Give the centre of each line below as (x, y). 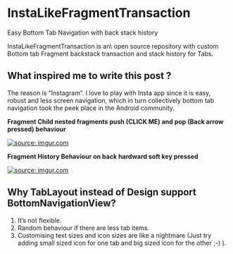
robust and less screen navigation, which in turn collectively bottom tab (111, 100)
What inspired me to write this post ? (89, 76)
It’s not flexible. (39, 220)
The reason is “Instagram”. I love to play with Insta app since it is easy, (109, 92)
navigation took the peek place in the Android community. (91, 108)
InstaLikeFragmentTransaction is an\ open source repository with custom (113, 46)
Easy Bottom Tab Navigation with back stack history (83, 32)
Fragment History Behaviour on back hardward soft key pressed (103, 156)
